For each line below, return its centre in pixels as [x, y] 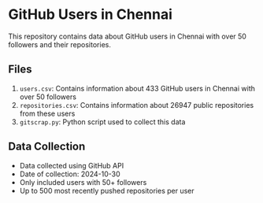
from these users [47, 113]
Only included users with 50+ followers [83, 182]
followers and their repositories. [60, 44]
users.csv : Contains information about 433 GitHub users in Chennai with [137, 88]
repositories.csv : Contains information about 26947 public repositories [137, 105]
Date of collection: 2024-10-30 [70, 174]
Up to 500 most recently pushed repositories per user [107, 190]
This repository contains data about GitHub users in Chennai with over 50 [127, 36]
